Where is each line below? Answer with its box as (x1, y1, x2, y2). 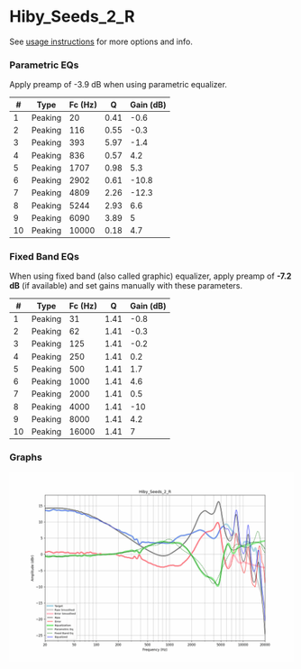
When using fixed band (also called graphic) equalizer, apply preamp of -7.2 (9, 270, 292, 281)
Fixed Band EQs (9, 250, 79, 262)
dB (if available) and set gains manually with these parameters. (9, 280, 243, 291)
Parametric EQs (9, 59, 79, 71)
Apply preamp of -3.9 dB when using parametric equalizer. (9, 79, 228, 90)
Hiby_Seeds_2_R (9, 6, 135, 27)
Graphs (9, 451, 42, 463)
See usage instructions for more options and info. (9, 36, 194, 47)
